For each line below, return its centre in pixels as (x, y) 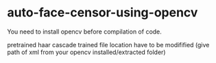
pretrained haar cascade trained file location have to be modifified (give (108, 45)
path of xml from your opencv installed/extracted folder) (86, 52)
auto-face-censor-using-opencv (103, 13)
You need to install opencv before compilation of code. (85, 32)
